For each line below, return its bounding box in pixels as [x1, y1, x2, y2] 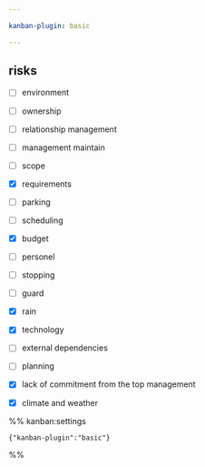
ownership [21, 106, 62, 117]
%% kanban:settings [8, 415, 87, 426]
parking [21, 197, 51, 208]
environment [21, 87, 70, 98]
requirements [21, 178, 72, 189]
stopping [21, 269, 55, 280]
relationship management [21, 124, 117, 135]
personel [21, 251, 55, 262]
